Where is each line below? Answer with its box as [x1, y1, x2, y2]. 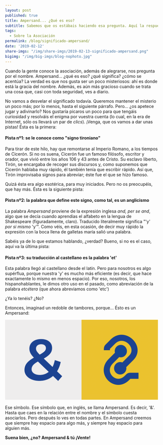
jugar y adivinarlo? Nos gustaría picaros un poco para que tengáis [5, 108, 137, 114]
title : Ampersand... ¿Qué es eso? [5, 18, 75, 23]
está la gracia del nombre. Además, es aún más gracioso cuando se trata [5, 83, 151, 89]
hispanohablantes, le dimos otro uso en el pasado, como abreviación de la [5, 281, 154, 287]
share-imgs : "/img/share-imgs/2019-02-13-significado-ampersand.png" [5, 49, 149, 53]
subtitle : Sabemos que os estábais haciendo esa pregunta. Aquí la [5, 23, 145, 28]
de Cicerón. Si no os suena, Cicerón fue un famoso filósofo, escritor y [5, 151, 145, 157]
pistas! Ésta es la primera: [5, 124, 57, 130]
